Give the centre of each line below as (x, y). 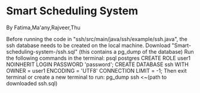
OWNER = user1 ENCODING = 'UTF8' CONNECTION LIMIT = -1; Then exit (96, 70)
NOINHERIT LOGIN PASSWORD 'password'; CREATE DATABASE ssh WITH (98, 64)
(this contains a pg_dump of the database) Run (136, 51)
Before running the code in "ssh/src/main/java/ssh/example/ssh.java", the (97, 39)
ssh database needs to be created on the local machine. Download (88, 45)
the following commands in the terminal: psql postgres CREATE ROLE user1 (99, 58)
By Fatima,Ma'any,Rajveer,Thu (43, 27)
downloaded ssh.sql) (32, 83)
